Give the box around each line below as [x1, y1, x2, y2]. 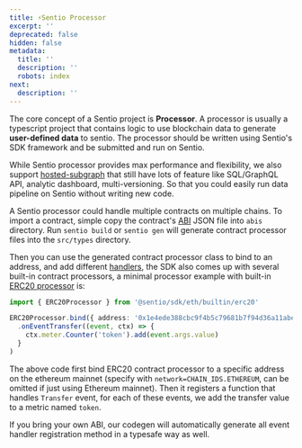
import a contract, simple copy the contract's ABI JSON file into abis [9, 215, 263, 226]
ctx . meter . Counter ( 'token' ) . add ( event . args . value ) [25, 330, 219, 340]
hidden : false [9, 38, 63, 48]
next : [9, 80, 30, 89]
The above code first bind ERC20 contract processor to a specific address [9, 363, 285, 374]
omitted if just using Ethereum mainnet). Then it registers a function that [9, 382, 276, 393]
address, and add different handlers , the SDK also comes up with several [9, 261, 280, 272]
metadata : [9, 47, 47, 56]
